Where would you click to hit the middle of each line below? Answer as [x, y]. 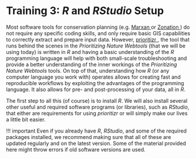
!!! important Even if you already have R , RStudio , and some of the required [96, 131]
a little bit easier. [26, 119]
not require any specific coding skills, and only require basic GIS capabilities [98, 33]
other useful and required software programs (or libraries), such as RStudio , [98, 107]
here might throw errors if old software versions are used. [76, 149]
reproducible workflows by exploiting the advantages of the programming [95, 83]
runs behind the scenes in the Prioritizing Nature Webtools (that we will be [96, 46]
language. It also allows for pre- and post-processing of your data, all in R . [96, 89]
